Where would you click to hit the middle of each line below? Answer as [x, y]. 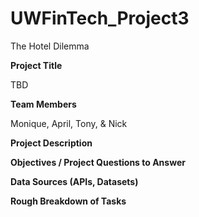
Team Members [43, 104]
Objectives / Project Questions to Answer [98, 162]
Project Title [36, 65]
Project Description [51, 143]
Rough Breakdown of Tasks [68, 201]
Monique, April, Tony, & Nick [69, 123]
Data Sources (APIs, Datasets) [74, 181]
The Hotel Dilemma [50, 46]
